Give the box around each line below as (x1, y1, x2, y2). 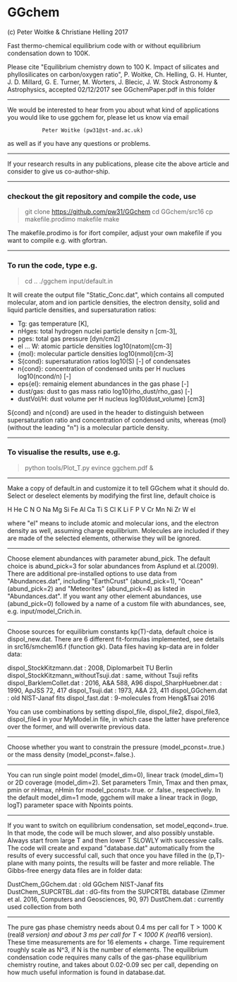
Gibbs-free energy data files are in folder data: (7, 866, 142, 874)
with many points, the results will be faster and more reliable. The (25, 858, 215, 867)
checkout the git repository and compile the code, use (7, 191, 197, 201)
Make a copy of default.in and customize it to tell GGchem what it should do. (7, 484, 229, 492)
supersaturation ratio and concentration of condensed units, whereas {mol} (7, 416, 227, 424)
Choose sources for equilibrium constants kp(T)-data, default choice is (7, 627, 214, 636)
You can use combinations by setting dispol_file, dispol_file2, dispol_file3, (7, 707, 221, 716)
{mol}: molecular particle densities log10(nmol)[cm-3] (17, 349, 174, 358)
